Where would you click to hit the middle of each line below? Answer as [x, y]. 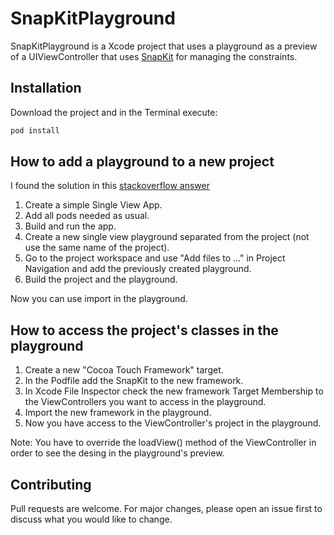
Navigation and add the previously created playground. [138, 269]
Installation [46, 88]
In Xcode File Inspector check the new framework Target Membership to [174, 391]
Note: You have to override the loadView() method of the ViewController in [163, 443]
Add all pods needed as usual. [87, 216]
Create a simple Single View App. [93, 205]
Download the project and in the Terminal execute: [114, 112]
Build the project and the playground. [101, 279]
